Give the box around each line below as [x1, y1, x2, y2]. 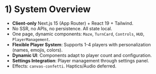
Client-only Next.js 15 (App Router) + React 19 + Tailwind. [12, 20, 134, 26]
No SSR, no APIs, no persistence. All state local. [12, 25, 112, 31]
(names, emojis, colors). [12, 47, 63, 53]
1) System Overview [5, 4, 91, 15]
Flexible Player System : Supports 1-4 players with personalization [12, 41, 151, 47]
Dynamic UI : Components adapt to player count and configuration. [12, 52, 152, 58]
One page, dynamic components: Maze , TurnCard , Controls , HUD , [12, 31, 145, 37]
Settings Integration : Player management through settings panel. [12, 57, 149, 63]
